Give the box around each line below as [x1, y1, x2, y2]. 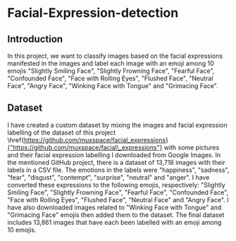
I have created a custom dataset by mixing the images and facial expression [7, 121, 228, 129]
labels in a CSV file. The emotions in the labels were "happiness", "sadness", [7, 166, 230, 174]
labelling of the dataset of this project [7, 128, 116, 137]
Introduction [7, 33, 63, 45]
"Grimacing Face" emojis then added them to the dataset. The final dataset [7, 210, 225, 219]
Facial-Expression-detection [7, 5, 179, 21]
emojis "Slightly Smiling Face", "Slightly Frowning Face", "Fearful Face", [7, 67, 215, 75]
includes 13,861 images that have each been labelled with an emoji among [7, 218, 222, 226]
